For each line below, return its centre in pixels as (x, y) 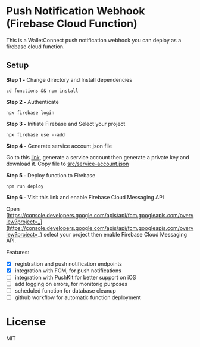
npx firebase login (30, 113)
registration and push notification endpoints (68, 263)
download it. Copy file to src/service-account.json (68, 164)
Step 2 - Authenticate (33, 102)
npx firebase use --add (36, 135)
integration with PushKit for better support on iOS (75, 277)
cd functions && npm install (42, 91)
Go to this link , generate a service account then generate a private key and (98, 157)
